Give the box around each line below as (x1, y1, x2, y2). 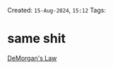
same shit (7, 31, 66, 46)
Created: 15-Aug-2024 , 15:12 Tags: (7, 6, 106, 14)
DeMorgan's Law (7, 54, 57, 62)
